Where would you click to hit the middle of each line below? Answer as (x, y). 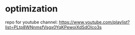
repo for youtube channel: (32, 22)
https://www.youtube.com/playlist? (94, 22)
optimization (32, 9)
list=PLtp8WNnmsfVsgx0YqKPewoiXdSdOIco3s (53, 27)
